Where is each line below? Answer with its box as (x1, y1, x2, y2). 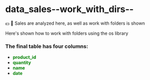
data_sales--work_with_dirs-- (5, 4, 134, 15)
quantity (12, 59, 31, 66)
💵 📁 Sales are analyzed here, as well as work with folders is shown (5, 20, 145, 26)
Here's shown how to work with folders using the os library (5, 30, 128, 36)
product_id (12, 54, 36, 60)
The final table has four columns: (5, 43, 89, 50)
